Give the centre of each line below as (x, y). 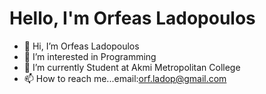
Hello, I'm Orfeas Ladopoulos (132, 18)
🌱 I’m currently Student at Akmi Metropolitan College (132, 67)
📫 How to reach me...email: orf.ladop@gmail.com (125, 78)
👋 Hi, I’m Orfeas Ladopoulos (81, 46)
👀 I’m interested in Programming (90, 56)
